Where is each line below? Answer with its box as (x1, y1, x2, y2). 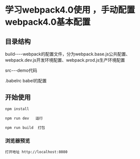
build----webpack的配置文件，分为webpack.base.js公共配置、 (5, 51, 130, 57)
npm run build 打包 (5, 125, 45, 130)
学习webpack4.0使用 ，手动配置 (5, 4, 135, 16)
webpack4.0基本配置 (5, 16, 91, 28)
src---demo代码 (5, 67, 37, 73)
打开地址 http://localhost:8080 (5, 150, 68, 155)
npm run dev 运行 (5, 116, 43, 121)
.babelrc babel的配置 (5, 78, 47, 83)
